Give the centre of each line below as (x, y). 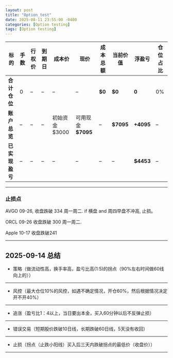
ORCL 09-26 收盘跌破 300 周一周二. (44, 222)
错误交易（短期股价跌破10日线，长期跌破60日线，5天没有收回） (80, 329)
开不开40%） (27, 297)
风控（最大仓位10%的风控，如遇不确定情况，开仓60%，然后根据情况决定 (90, 291)
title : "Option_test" (29, 15)
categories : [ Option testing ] (38, 24)
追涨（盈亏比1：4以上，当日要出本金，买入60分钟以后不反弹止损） (83, 313)
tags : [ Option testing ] (31, 29)
